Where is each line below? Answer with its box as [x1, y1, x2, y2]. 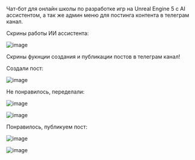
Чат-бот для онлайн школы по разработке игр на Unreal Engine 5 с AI [6, 5, 186, 12]
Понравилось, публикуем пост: [6, 123, 88, 130]
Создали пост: [6, 65, 44, 72]
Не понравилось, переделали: [6, 88, 85, 95]
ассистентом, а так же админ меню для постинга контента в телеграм [6, 11, 190, 19]
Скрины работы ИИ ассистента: [6, 30, 89, 37]
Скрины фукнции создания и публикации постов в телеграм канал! [6, 53, 180, 60]
